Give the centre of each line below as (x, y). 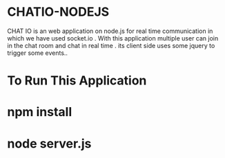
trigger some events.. (37, 53)
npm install (40, 112)
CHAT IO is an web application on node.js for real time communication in (110, 31)
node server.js (49, 143)
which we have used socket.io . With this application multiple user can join (113, 38)
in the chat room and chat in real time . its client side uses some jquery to (111, 45)
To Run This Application (77, 81)
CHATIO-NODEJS (58, 12)
